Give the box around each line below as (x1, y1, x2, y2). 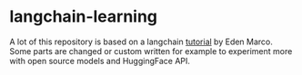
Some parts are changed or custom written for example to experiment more (9, 45, 293, 56)
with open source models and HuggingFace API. (9, 55, 191, 66)
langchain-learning (9, 6, 157, 27)
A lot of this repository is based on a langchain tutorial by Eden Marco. (9, 36, 273, 47)
